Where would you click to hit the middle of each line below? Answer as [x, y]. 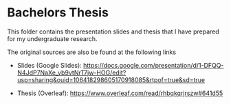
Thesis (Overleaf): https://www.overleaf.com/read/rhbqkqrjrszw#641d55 [120, 93]
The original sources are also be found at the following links [92, 52]
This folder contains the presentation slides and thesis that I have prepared [113, 31]
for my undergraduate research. [52, 38]
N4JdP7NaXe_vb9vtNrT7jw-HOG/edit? [71, 73]
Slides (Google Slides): [49, 65]
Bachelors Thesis [58, 13]
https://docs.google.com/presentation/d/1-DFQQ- [154, 65]
